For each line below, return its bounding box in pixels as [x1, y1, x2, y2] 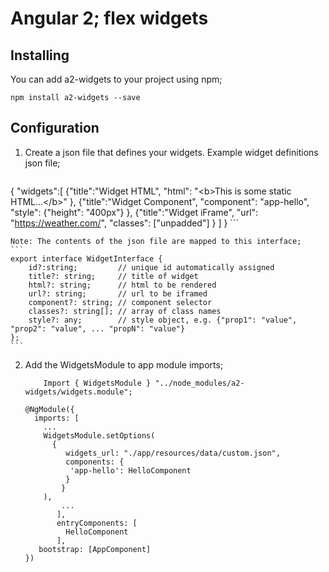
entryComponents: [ [56, 518, 138, 528]
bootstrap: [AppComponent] [38, 544, 152, 554]
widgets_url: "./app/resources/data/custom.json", [65, 448, 281, 458]
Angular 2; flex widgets [10, 7, 209, 30]
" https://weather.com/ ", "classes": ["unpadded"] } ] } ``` [10, 217, 239, 229]
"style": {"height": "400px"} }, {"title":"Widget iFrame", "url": [10, 206, 259, 218]
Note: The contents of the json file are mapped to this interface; [10, 236, 302, 246]
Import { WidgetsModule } [43, 378, 152, 388]
